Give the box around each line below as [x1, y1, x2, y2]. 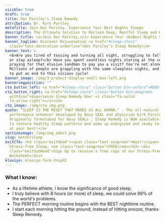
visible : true [5, 7, 34, 12]
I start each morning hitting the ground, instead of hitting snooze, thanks [12, 206, 159, 212]
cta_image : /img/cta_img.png [5, 103, 65, 108]
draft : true [5, 12, 29, 17]
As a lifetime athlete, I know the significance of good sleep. [12, 185, 132, 191]
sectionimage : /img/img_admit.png [5, 131, 76, 136]
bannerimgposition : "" [5, 80, 52, 85]
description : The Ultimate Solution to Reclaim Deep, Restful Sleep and [5, 30, 157, 35]
